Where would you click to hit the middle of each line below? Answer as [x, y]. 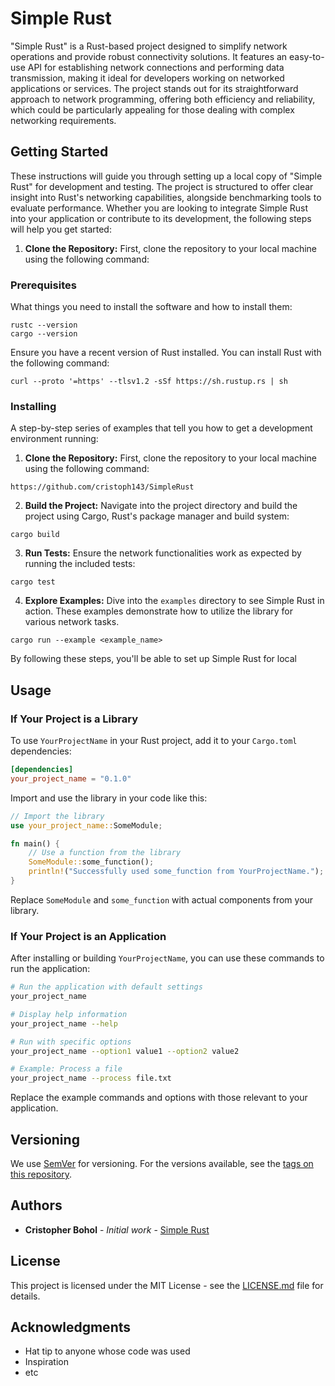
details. [25, 1296]
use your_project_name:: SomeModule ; [86, 825]
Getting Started [59, 152]
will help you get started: [61, 229]
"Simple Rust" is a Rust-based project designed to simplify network [149, 46]
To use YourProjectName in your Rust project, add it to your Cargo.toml [154, 741]
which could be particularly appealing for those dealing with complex [152, 109]
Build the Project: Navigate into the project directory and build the [161, 506]
